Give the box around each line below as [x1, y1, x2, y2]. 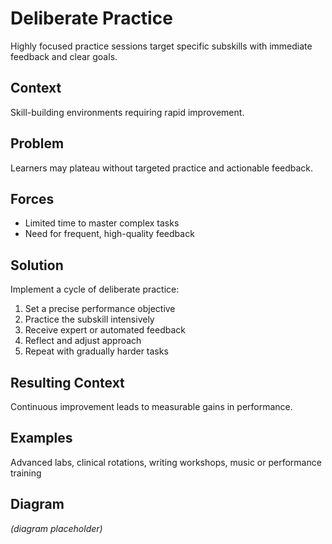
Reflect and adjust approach [24, 335, 142, 347]
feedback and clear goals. [10, 50, 118, 62]
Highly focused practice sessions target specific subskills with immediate [10, 40, 313, 52]
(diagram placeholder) [10, 522, 103, 534]
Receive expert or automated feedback [24, 324, 186, 336]
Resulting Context [10, 374, 125, 391]
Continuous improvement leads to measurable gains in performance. [10, 401, 293, 412]
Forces [10, 190, 55, 207]
